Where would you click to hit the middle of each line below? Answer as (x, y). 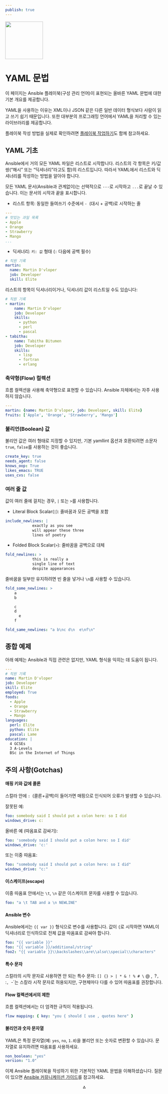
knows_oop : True (22, 466)
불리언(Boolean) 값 (28, 429)
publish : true (20, 10)
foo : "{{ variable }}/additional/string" (49, 947)
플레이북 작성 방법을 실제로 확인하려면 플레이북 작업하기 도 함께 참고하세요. (77, 133)
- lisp (25, 355)
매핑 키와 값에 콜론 (23, 784)
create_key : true (23, 457)
